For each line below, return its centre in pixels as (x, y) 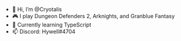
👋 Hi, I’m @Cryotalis (37, 9)
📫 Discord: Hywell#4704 (44, 31)
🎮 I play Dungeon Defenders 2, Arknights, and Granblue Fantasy (93, 16)
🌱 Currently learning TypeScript (52, 25)
